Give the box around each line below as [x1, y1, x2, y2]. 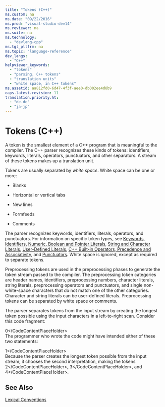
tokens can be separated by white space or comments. [5, 298, 117, 304]
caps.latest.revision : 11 [5, 90, 58, 95]
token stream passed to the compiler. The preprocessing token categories [5, 271, 157, 277]
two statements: [5, 338, 38, 344]
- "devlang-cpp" [9, 40, 43, 45]
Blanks [12, 182, 26, 188]
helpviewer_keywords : [5, 63, 50, 68]
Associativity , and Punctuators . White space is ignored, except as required [5, 251, 157, 257]
